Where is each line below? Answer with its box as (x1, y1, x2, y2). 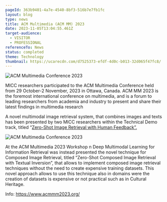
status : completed (5, 49, 44, 54)
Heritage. (5, 181, 25, 187)
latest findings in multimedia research (5, 104, 83, 110)
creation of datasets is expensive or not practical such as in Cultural (5, 176, 147, 182)
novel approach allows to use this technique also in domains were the (5, 171, 150, 177)
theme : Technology (5, 54, 44, 59)
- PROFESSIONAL (10, 40, 42, 45)
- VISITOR (10, 36, 30, 41)
